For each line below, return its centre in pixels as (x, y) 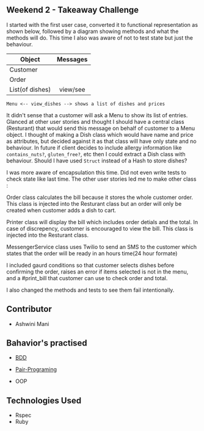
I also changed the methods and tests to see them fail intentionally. (90, 290)
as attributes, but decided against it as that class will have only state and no (101, 141)
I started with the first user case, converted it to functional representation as (102, 24)
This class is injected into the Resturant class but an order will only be (94, 203)
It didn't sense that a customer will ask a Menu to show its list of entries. (97, 115)
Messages (72, 59)
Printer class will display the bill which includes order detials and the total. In (102, 222)
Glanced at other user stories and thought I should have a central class (95, 121)
